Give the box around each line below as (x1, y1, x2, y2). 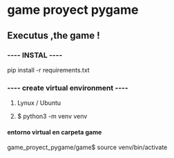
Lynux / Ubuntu (17, 99, 61, 107)
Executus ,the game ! (7, 30, 100, 41)
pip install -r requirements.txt (7, 66, 90, 74)
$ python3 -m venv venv (17, 112, 88, 121)
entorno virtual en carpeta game (7, 128, 102, 136)
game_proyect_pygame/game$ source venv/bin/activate (7, 144, 168, 152)
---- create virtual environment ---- (7, 83, 129, 92)
